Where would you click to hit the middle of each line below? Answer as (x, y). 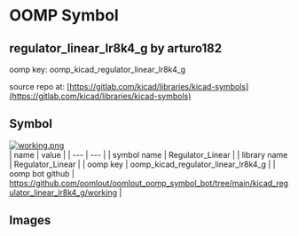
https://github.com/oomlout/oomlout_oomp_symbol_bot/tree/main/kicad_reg (149, 183)
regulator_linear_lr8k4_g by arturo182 (116, 48)
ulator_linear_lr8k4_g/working (63, 193)
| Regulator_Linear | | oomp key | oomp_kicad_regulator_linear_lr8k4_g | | (143, 164)
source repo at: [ (39, 87)
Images (30, 220)
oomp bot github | (42, 173)
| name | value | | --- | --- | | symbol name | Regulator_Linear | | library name (149, 154)
